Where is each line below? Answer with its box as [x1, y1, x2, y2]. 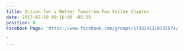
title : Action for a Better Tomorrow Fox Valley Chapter [6, 8, 150, 15]
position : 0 [6, 20, 35, 26]
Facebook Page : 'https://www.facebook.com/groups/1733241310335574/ [6, 25, 179, 31]
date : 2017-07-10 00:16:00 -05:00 [6, 14, 92, 20]
